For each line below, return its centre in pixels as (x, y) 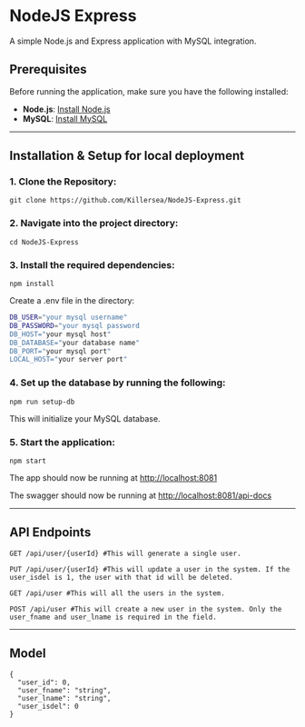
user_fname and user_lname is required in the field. (113, 617)
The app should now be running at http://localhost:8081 (113, 477)
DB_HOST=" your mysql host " (60, 334)
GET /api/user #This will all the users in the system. (117, 593)
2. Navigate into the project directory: (94, 224)
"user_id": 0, (44, 682)
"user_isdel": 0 (48, 706)
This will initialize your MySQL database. (85, 418)
